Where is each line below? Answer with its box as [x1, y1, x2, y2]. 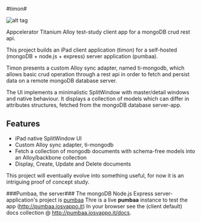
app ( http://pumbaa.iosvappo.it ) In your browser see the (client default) [6, 202, 183, 209]
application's [6, 196, 38, 203]
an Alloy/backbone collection [14, 154, 87, 161]
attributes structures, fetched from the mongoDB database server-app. [6, 101, 182, 109]
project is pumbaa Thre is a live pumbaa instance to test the [38, 196, 188, 203]
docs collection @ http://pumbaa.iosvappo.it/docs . [6, 209, 132, 216]
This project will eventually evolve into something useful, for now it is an [6, 172, 184, 179]
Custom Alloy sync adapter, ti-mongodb [14, 141, 114, 148]
